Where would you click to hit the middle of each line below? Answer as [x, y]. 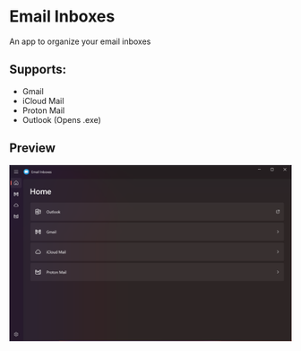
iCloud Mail [43, 101]
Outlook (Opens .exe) [61, 119]
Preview [33, 149]
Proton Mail [43, 110]
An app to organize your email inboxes [80, 41]
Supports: [38, 70]
